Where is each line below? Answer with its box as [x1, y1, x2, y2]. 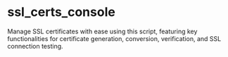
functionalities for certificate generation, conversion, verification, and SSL [7, 34, 222, 42]
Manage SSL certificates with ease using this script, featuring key [7, 27, 198, 35]
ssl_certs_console [7, 4, 116, 20]
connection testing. [7, 42, 63, 50]
